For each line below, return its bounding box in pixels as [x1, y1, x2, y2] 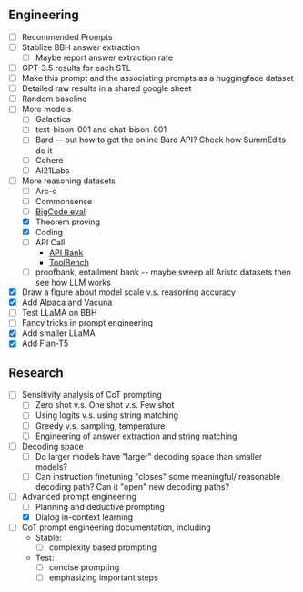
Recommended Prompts [21, 31, 113, 42]
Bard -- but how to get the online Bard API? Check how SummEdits [35, 134, 287, 145]
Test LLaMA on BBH [21, 307, 97, 318]
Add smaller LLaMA [21, 327, 96, 338]
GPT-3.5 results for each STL [21, 63, 131, 73]
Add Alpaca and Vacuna [21, 296, 113, 308]
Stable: [35, 533, 63, 544]
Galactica [35, 114, 72, 125]
